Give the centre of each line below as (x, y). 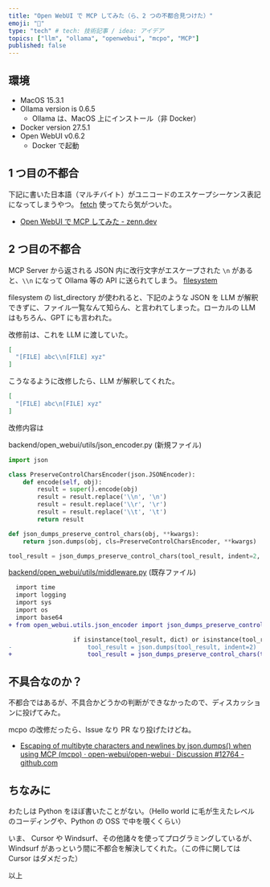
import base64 (39, 617)
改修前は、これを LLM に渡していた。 (70, 334)
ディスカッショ (236, 703)
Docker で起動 (55, 145)
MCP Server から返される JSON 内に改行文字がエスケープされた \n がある (131, 270)
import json (28, 460)
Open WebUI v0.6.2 (53, 136)
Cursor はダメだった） (45, 858)
